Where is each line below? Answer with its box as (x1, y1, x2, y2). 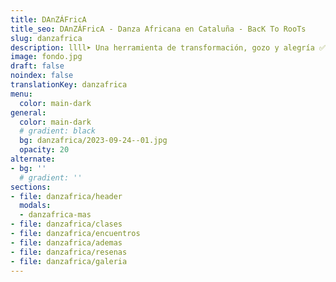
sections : (10, 182, 52, 192)
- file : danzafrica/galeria (10, 256, 128, 266)
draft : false (10, 61, 65, 71)
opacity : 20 (19, 145, 70, 155)
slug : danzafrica (10, 33, 83, 43)
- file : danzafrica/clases (10, 219, 123, 230)
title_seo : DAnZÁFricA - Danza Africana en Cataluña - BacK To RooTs (10, 24, 307, 34)
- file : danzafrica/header (10, 191, 123, 201)
